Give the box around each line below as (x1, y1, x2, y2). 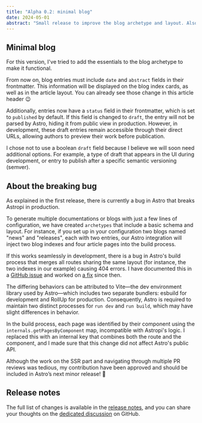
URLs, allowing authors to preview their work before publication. (6, 133, 165, 140)
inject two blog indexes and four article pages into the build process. (6, 241, 176, 247)
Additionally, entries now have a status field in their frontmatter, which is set (6, 107, 195, 114)
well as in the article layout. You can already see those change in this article (6, 89, 194, 96)
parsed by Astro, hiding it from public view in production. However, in (6, 120, 178, 127)
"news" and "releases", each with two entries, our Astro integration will (6, 234, 182, 241)
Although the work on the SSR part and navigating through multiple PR (6, 357, 180, 365)
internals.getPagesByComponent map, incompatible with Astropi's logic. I (6, 327, 185, 334)
